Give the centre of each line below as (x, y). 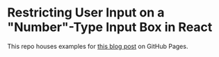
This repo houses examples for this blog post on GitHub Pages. (98, 46)
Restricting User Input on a (86, 13)
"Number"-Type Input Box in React (110, 27)
